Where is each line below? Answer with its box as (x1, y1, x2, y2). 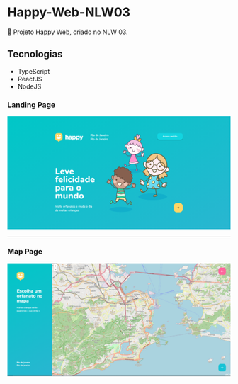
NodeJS (17, 82, 42, 91)
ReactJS (17, 74, 42, 83)
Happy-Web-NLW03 (7, 4, 131, 21)
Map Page (7, 247, 42, 256)
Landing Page (7, 100, 56, 110)
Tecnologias (7, 48, 63, 60)
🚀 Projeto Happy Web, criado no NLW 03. (7, 28, 129, 36)
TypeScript (17, 67, 50, 75)
